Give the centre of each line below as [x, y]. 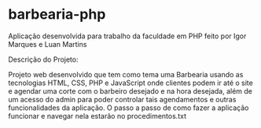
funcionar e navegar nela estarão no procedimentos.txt [97, 116]
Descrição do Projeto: [43, 59]
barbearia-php [57, 14]
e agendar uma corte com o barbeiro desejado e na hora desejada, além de [130, 91]
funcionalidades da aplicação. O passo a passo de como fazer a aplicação [129, 108]
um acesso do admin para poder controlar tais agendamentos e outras [122, 99]
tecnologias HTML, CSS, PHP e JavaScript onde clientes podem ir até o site [130, 83]
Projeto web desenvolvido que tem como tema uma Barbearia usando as [126, 74]
